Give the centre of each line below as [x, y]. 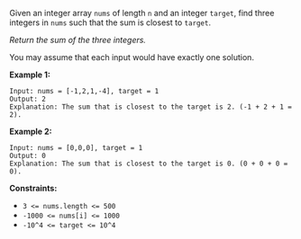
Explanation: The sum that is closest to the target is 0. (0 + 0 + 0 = [149, 164]
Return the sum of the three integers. [78, 40]
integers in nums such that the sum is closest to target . [110, 22]
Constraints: [33, 188]
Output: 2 [28, 99]
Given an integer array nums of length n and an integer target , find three [142, 13]
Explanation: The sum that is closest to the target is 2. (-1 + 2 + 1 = [151, 107]
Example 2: [31, 131]
